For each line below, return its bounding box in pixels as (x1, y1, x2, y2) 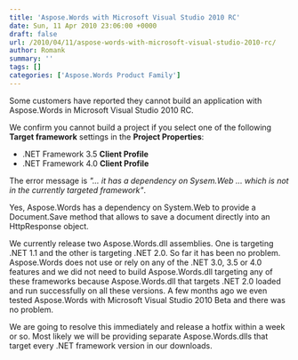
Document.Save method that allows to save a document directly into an (9, 211, 270, 222)
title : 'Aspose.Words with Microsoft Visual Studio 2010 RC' (9, 12, 241, 22)
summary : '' (9, 54, 53, 63)
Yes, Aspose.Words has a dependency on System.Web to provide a (9, 202, 256, 212)
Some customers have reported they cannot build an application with (9, 95, 262, 106)
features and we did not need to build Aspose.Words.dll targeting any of (9, 266, 273, 276)
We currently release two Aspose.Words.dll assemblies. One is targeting (9, 237, 274, 249)
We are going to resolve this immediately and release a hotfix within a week (9, 321, 286, 332)
